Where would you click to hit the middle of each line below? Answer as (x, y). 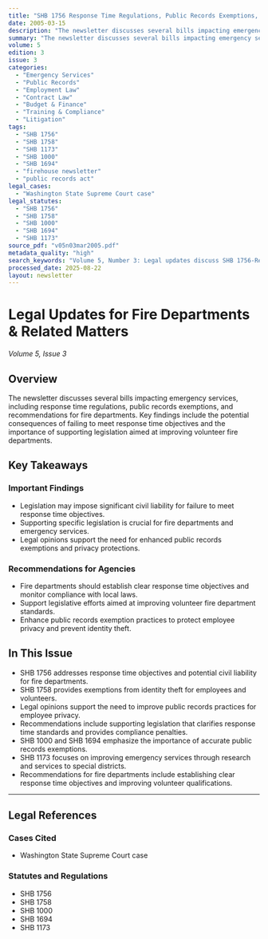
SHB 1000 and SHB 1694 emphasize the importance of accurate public (136, 740)
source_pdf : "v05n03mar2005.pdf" (64, 246)
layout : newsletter (41, 275)
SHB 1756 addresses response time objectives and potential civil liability (138, 673)
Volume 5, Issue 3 (37, 354)
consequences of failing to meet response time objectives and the (117, 423)
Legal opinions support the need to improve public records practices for (138, 706)
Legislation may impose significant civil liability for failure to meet (127, 505)
